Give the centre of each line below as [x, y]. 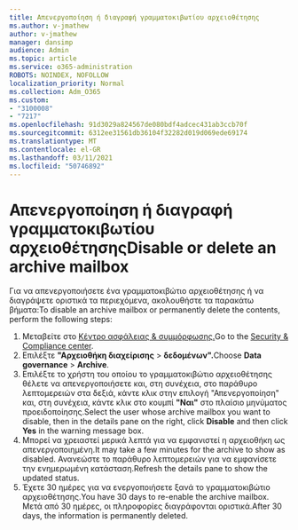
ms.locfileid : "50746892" [57, 166]
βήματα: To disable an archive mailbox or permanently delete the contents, [145, 310]
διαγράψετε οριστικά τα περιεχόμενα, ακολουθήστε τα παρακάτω [132, 301]
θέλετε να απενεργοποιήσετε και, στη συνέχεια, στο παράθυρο [140, 384]
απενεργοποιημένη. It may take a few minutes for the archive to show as [153, 450]
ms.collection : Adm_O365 [55, 91]
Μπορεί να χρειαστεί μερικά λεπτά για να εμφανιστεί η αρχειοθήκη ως [153, 440]
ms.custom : [29, 100]
